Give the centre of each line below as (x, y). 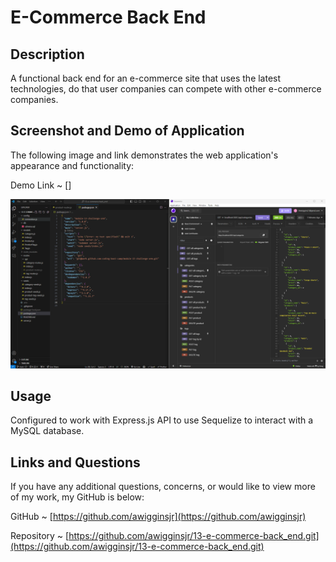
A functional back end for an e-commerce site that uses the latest (146, 78)
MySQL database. (47, 431)
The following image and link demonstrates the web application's (144, 155)
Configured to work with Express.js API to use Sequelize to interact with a (162, 420)
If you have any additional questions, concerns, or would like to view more (163, 487)
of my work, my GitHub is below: (77, 497)
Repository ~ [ (40, 536)
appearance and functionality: (72, 165)
